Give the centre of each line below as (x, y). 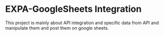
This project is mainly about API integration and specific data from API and (82, 23)
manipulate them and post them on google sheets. (57, 28)
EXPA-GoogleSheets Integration (73, 9)
